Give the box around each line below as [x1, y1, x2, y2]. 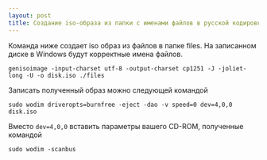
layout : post [8, 11, 52, 20]
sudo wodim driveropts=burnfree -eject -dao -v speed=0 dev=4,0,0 [8, 101, 233, 109]
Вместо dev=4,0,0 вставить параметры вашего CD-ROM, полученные [8, 121, 244, 131]
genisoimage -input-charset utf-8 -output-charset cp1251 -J [8, 64, 215, 72]
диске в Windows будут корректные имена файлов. [8, 49, 183, 59]
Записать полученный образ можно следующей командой [8, 85, 208, 95]
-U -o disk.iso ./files [25, 71, 105, 79]
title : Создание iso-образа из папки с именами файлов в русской [8, 19, 229, 27]
